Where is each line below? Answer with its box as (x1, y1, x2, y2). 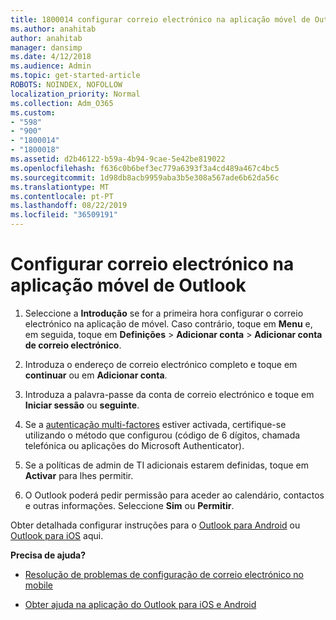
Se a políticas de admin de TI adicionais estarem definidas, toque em (24, 459, 309, 471)
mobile (24, 579, 53, 591)
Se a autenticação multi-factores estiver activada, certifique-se (24, 418, 287, 430)
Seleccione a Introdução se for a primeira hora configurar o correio (24, 307, 304, 319)
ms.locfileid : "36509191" (10, 210, 118, 220)
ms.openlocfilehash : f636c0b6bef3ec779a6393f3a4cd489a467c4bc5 (10, 163, 280, 173)
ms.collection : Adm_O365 (10, 98, 114, 108)
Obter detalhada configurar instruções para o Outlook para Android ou (10, 519, 301, 531)
